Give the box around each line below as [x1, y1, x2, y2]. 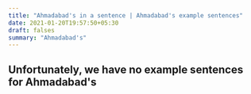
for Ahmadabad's [8, 75, 97, 88]
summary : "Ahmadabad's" [8, 33, 87, 42]
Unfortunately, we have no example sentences [8, 62, 244, 76]
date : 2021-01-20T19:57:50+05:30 [8, 19, 119, 27]
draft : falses [8, 26, 56, 34]
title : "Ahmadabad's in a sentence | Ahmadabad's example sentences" [8, 11, 244, 20]
